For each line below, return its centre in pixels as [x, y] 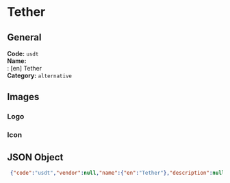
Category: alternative [39, 75]
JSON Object [35, 157]
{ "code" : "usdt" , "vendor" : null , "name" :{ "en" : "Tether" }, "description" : [111, 173]
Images [23, 97]
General [25, 37]
